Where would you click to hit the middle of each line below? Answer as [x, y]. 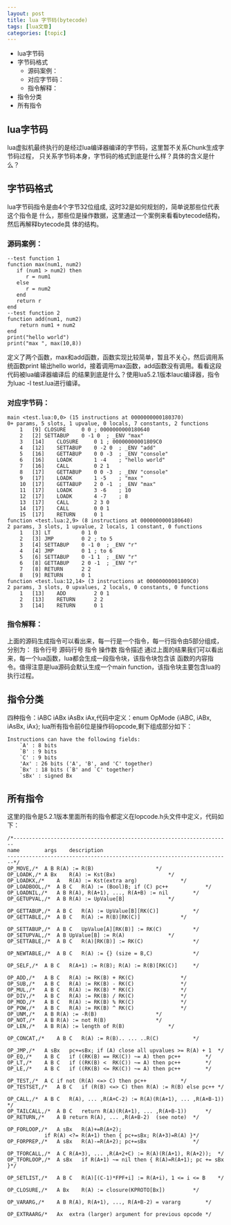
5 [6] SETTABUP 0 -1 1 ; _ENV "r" [78, 557]
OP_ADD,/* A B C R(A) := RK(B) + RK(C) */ [97, 978]
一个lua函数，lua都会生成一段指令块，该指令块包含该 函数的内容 [116, 658]
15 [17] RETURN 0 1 [62, 515]
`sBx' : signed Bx [46, 776]
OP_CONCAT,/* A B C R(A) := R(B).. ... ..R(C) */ [103, 1039]
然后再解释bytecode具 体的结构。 [55, 224]
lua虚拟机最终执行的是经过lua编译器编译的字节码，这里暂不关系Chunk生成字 [116, 148]
